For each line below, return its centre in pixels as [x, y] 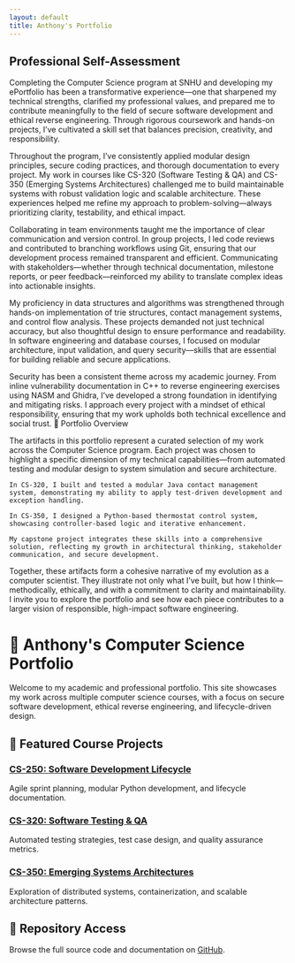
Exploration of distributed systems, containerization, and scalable [128, 891]
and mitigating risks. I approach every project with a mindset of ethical [137, 405]
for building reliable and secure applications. [90, 360]
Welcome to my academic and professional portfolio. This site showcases [143, 688]
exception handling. [47, 501]
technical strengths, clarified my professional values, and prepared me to [142, 102]
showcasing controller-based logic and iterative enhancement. [128, 524]
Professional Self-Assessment [95, 61]
